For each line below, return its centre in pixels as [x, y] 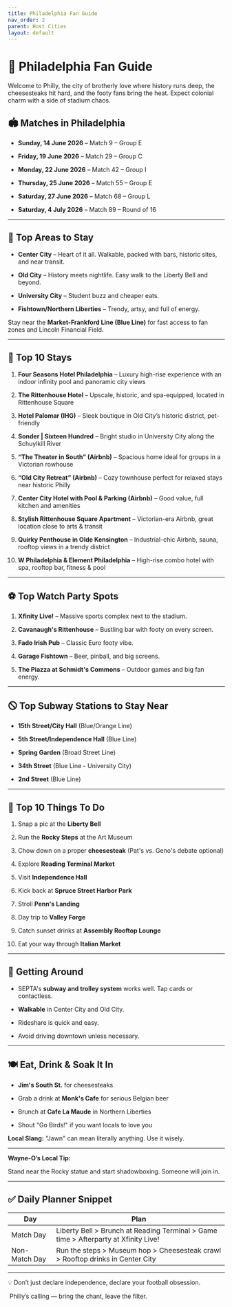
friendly [29, 423]
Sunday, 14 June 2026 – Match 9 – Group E [80, 143]
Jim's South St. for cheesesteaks [65, 1085]
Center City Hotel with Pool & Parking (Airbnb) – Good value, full [110, 498]
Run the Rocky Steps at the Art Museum [75, 838]
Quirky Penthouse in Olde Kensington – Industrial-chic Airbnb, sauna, [118, 539]
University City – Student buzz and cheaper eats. [88, 295]
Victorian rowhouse [45, 464]
